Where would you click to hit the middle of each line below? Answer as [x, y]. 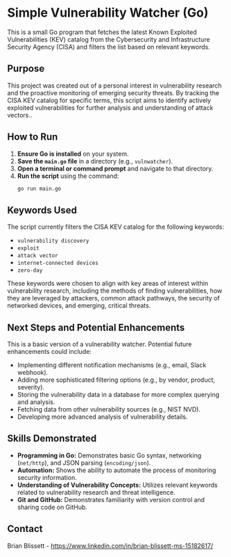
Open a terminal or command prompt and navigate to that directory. [115, 168]
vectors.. [20, 115]
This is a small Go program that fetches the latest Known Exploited [102, 32]
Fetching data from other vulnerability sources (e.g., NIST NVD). [109, 410]
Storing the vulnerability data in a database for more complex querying [118, 395]
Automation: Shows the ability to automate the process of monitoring [117, 470]
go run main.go [39, 188]
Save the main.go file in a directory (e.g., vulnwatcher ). [95, 161]
